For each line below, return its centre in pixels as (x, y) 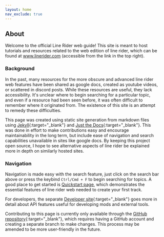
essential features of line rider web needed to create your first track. (74, 189)
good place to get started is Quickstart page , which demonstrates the (75, 184)
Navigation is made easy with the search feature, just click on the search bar (82, 174)
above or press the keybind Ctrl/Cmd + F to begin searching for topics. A (79, 179)
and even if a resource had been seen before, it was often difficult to (74, 100)
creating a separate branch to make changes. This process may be (72, 224)
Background (20, 69)
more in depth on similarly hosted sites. (45, 151)
